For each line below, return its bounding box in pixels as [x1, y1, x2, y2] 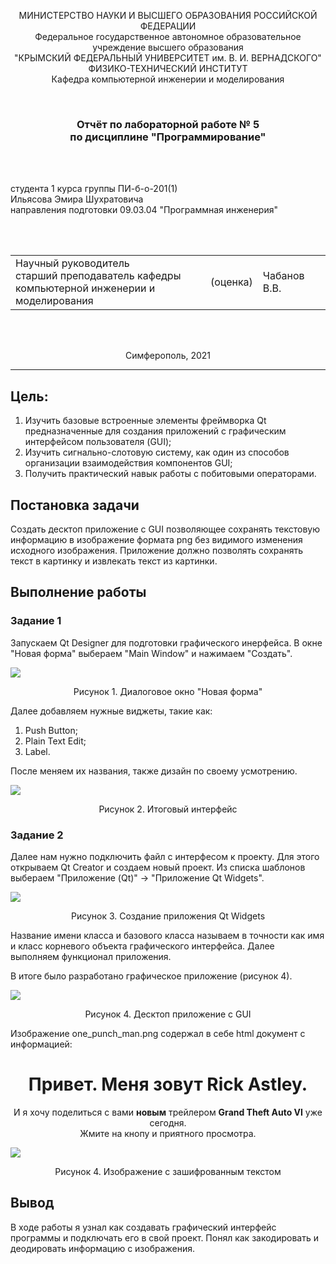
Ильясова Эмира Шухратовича [10, 193, 144, 205]
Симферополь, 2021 [124, 350, 212, 362]
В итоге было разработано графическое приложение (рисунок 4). [10, 970, 293, 982]
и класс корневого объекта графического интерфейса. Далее [10, 940, 275, 952]
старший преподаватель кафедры [15, 269, 182, 283]
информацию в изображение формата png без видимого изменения [10, 533, 303, 545]
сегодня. [149, 1116, 187, 1129]
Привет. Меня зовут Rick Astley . [28, 1073, 308, 1096]
